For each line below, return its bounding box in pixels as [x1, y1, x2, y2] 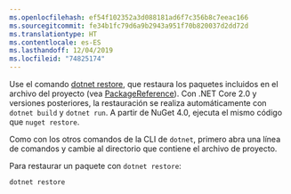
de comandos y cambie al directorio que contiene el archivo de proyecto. [9, 143, 278, 154]
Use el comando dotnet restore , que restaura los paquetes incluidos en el [9, 79, 279, 89]
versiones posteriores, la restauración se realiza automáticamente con [9, 98, 267, 108]
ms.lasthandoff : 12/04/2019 [9, 46, 114, 55]
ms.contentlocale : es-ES [9, 37, 101, 47]
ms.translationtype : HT [9, 29, 98, 38]
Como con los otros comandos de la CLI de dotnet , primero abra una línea [9, 134, 281, 144]
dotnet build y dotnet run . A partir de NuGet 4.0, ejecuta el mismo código [9, 108, 283, 117]
